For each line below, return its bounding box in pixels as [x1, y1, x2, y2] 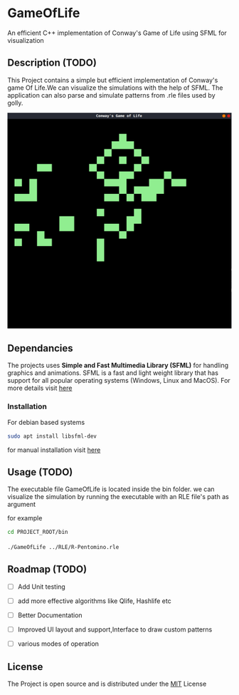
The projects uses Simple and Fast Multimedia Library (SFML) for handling [7, 361, 229, 370]
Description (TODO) [7, 57, 97, 69]
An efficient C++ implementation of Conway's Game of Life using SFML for [7, 29, 228, 37]
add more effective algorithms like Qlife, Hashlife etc [17, 597, 172, 605]
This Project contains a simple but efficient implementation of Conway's [7, 76, 218, 84]
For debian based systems [7, 418, 85, 426]
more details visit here [7, 383, 73, 393]
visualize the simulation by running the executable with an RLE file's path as [7, 493, 229, 501]
